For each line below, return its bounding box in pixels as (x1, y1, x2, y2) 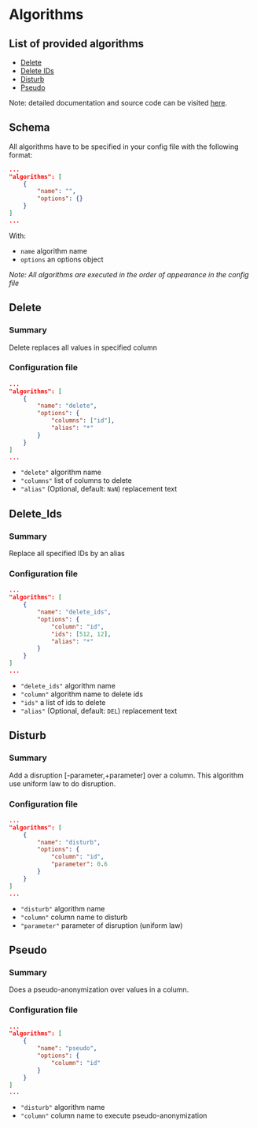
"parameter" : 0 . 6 (50, 860, 108, 868)
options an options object (20, 254, 104, 264)
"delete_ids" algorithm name (20, 681, 116, 690)
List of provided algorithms (9, 37, 145, 50)
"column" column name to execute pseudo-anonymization (20, 1111, 207, 1120)
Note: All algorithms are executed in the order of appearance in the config (9, 269, 250, 279)
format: (9, 150, 33, 159)
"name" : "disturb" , (37, 838, 101, 846)
